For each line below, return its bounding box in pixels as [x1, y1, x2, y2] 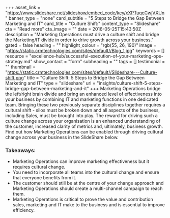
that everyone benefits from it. [12, 175, 76, 181]
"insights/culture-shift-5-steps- [96, 80, 163, 86]
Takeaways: [5, 147, 36, 154]
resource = [5, 53, 29, 59]
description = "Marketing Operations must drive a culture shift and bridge [5, 32, 159, 37]
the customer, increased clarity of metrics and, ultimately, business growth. [5, 123, 163, 129]
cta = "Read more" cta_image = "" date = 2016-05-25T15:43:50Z [5, 26, 141, 32]
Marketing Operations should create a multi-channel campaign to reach [12, 185, 163, 192]
